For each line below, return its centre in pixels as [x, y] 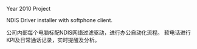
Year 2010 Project [29, 9]
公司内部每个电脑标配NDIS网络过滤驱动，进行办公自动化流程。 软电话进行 [99, 33]
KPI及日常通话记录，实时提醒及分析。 [53, 40]
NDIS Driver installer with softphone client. [60, 20]
